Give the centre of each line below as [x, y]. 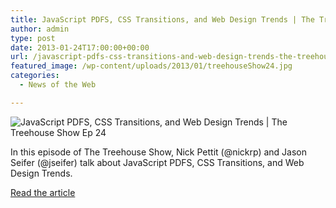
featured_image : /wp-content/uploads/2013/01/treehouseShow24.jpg [151, 66]
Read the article [43, 192]
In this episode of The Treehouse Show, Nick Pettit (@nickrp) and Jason [159, 152]
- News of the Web [58, 85]
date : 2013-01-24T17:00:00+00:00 [80, 47]
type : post [33, 38]
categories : [35, 76]
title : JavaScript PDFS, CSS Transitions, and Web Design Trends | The [162, 19]
